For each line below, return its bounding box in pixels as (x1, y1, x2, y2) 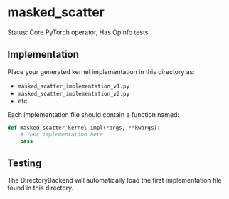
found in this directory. (7, 183, 74, 193)
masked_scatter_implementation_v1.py (17, 83, 130, 90)
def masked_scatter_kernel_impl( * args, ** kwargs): (7, 124, 161, 131)
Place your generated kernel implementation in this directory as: (7, 67, 196, 76)
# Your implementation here (20, 131, 103, 138)
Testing (7, 157, 42, 169)
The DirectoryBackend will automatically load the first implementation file (7, 176, 222, 185)
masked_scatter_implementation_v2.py (17, 90, 130, 97)
